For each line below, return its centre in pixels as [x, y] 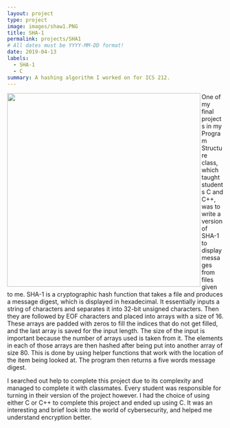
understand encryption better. [49, 418]
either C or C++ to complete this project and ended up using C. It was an [110, 403]
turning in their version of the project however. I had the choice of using [108, 396]
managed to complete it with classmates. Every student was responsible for [114, 388]
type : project [27, 20]
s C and [212, 192]
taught [211, 178]
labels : [18, 58]
